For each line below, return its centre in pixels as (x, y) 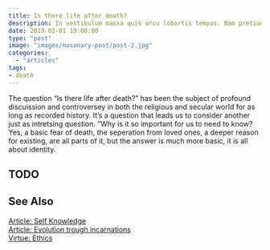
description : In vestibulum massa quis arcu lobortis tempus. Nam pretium (136, 23)
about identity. (32, 149)
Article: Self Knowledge (47, 220)
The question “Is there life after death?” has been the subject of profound (130, 98)
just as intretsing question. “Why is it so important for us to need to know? (131, 123)
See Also (31, 202)
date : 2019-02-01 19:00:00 (53, 30)
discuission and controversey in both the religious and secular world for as (132, 107)
